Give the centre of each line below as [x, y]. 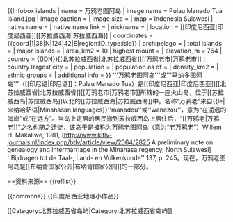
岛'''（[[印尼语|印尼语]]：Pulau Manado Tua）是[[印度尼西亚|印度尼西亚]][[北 [117, 84]
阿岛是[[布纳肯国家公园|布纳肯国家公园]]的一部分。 [80, 166]
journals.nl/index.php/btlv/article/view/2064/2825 [79, 142]
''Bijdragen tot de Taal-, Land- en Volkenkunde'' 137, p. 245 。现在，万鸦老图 [116, 158]
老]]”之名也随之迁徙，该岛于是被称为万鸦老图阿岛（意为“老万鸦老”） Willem [115, 127]
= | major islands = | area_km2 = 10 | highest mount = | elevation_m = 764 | [115, 51]
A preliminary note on [182, 142]
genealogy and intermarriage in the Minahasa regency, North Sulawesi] [109, 150]
